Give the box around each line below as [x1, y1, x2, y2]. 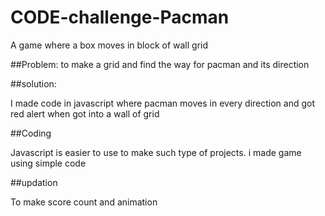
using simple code [10, 157, 87, 169]
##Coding [10, 127, 52, 139]
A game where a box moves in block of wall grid [10, 39, 209, 51]
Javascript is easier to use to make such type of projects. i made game [10, 146, 302, 158]
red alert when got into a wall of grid [10, 107, 160, 120]
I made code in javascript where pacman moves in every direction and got [10, 97, 316, 109]
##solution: [10, 77, 57, 90]
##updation [10, 176, 58, 188]
